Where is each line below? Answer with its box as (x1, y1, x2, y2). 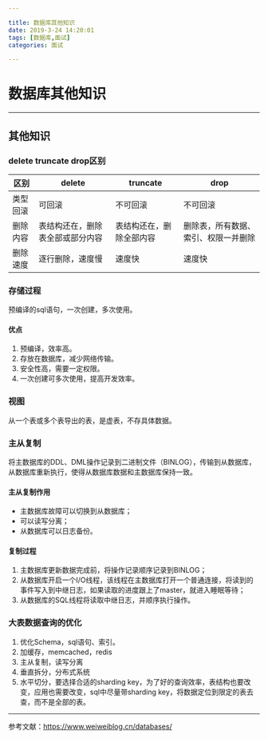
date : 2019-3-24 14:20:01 (8, 26, 94, 34)
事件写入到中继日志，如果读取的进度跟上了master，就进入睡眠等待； (19, 585, 246, 595)
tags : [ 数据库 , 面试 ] (8, 34, 70, 42)
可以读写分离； (19, 517, 69, 526)
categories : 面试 (8, 41, 64, 49)
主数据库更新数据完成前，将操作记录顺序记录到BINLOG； (19, 565, 207, 575)
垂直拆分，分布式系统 (19, 667, 90, 677)
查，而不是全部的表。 (19, 697, 90, 706)
